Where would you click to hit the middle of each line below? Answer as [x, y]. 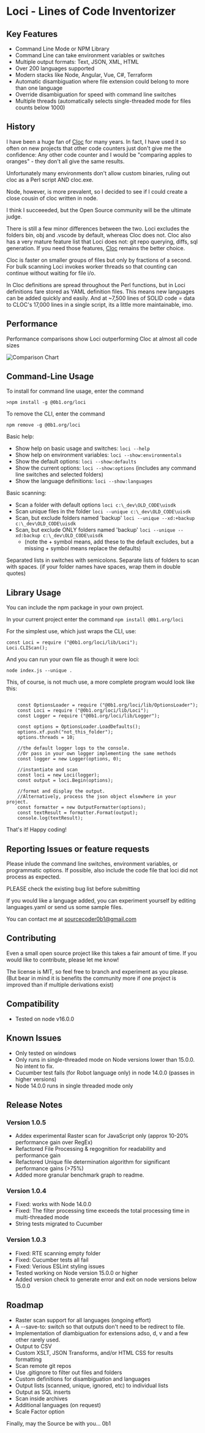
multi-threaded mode [42, 1217]
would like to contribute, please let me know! [63, 960]
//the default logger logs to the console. [74, 748]
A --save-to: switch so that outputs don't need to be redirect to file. [100, 1327]
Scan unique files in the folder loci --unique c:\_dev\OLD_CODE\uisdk [103, 511]
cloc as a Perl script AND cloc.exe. [50, 180]
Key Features [32, 34]
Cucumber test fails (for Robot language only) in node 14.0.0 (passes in [105, 1072]
